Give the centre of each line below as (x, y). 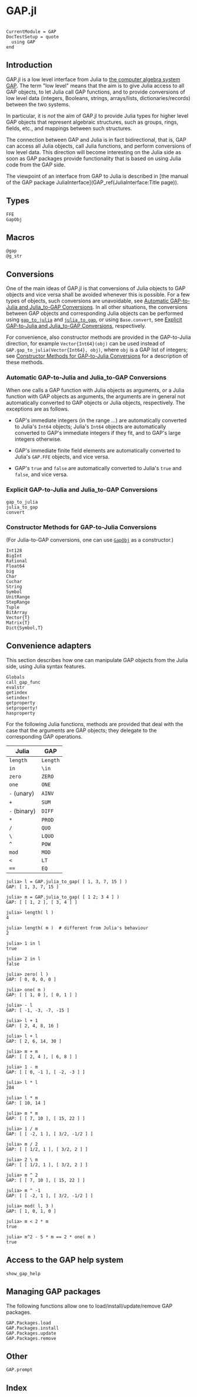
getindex (17, 693)
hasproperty (21, 713)
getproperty (21, 703)
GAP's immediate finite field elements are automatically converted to (98, 451)
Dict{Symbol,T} (25, 628)
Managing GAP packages (54, 1292)
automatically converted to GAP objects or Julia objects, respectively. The (96, 403)
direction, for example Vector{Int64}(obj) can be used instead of (86, 344)
